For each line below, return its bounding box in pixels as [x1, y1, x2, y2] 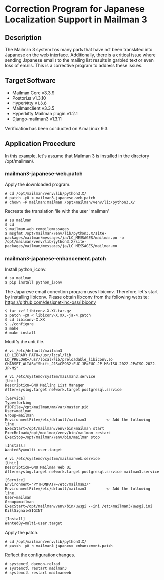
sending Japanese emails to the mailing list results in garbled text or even [5, 57, 154, 63]
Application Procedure [5, 139, 76, 148]
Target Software [5, 76, 55, 85]
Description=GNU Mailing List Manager [5, 383, 84, 388]
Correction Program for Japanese [5, 3, 145, 15]
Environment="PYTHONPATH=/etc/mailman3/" [5, 482, 91, 487]
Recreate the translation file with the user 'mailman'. [5, 208, 110, 214]
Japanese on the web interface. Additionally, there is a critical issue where [5, 52, 156, 58]
